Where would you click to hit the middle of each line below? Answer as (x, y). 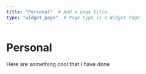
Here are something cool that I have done (58, 64)
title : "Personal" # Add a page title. (58, 12)
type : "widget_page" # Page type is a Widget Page (73, 18)
